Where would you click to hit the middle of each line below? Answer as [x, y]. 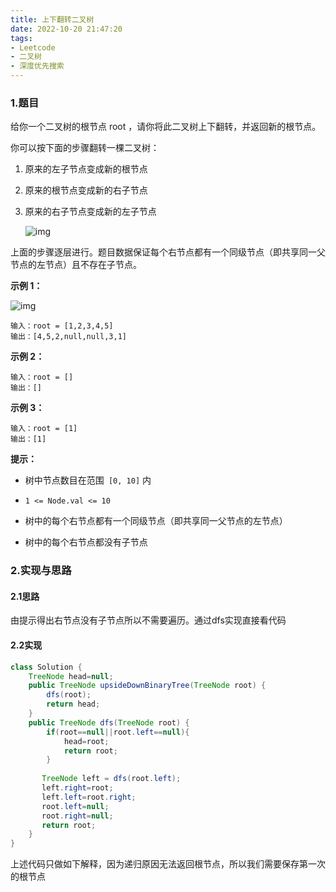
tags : [21, 38]
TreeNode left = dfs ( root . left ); [111, 779]
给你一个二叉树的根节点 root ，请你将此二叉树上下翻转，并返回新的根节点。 [166, 127]
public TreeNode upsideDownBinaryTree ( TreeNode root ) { [147, 686]
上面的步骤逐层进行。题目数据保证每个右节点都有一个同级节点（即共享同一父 [168, 252]
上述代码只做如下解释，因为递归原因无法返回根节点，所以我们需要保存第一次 [168, 864]
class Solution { [46, 667]
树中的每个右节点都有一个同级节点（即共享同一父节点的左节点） [156, 521]
